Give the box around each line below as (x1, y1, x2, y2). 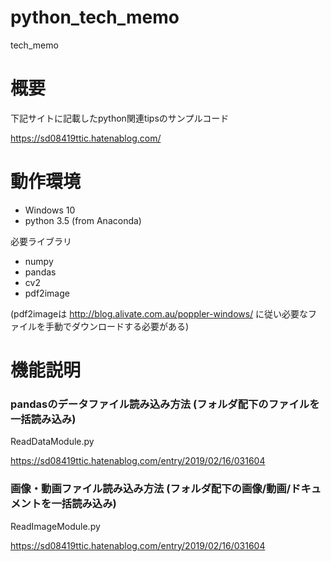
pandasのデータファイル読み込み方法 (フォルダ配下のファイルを (10, 397, 320, 411)
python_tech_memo (10, 6, 180, 29)
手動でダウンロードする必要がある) (44, 320, 190, 332)
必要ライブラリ (10, 235, 72, 247)
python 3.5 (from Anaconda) (24, 214, 142, 226)
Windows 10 (24, 204, 76, 216)
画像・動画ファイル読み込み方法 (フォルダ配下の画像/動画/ (10, 482, 292, 496)
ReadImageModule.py (10, 520, 101, 532)
